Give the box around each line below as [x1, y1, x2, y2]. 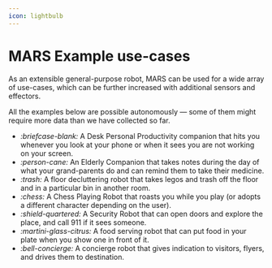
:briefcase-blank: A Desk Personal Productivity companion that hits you [19, 131, 261, 140]
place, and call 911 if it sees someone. [19, 217, 147, 227]
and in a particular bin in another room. [19, 183, 151, 192]
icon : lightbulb [8, 11, 63, 20]
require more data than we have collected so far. [8, 115, 171, 125]
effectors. [8, 91, 41, 101]
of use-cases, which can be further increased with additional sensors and [8, 82, 256, 92]
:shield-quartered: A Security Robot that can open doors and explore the [19, 209, 264, 218]
